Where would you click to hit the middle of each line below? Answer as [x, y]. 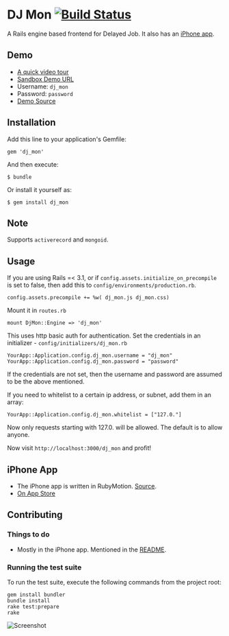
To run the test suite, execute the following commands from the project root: [114, 582]
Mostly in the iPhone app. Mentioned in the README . [92, 550]
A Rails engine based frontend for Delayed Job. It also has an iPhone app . [111, 34]
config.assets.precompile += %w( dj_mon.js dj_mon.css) [88, 298]
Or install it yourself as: [39, 189]
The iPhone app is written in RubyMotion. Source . [87, 486]
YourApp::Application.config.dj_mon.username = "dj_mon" [90, 356]
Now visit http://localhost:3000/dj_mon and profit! [79, 448]
